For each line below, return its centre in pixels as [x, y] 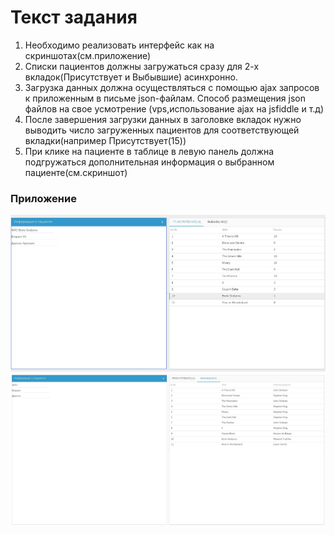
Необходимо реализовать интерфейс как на [119, 45]
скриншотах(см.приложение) [88, 55]
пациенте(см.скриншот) [76, 172]
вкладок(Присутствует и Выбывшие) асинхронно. [131, 77]
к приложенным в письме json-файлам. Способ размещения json [165, 98]
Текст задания [74, 17]
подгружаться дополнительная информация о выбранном [149, 162]
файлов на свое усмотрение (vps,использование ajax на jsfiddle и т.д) [174, 108]
